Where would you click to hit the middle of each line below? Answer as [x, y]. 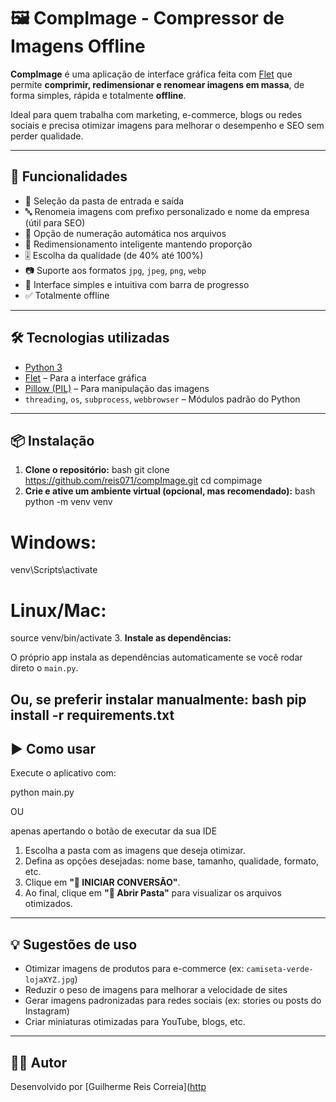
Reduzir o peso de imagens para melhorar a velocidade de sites [156, 990]
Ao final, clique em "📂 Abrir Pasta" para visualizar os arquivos [153, 893]
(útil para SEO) [55, 222]
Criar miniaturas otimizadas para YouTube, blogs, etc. [135, 1022]
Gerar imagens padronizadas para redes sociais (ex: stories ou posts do [173, 1001]
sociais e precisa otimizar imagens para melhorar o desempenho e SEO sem [167, 125]
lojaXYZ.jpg [49, 980]
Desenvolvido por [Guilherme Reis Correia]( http [108, 1087]
